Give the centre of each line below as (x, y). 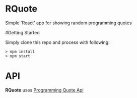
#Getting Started (22, 32)
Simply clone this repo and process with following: (57, 42)
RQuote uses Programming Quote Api (45, 90)
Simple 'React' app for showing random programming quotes (68, 23)
